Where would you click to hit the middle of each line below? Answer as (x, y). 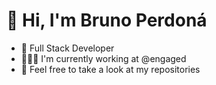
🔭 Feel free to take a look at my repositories (110, 69)
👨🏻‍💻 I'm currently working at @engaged (103, 58)
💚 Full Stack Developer (67, 48)
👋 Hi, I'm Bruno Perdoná (107, 20)
